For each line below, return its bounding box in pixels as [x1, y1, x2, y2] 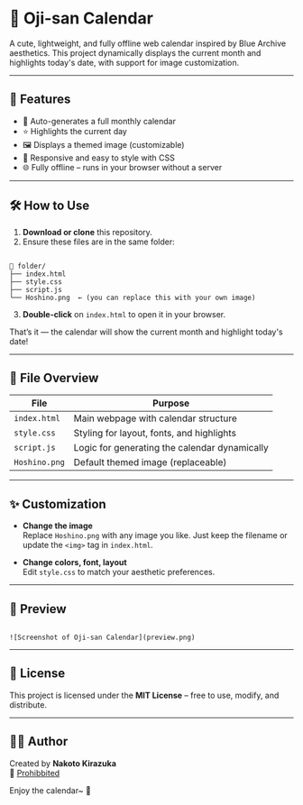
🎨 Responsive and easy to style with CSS [22, 152, 176, 163]
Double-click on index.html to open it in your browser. [22, 308, 226, 319]
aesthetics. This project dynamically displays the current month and [9, 47, 262, 58]
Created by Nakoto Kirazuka [9, 757, 117, 769]
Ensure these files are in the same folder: [22, 236, 176, 247]
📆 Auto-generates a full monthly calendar [22, 115, 176, 126]
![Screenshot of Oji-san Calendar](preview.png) [9, 633, 196, 642]
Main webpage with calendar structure [73, 412, 237, 425]
